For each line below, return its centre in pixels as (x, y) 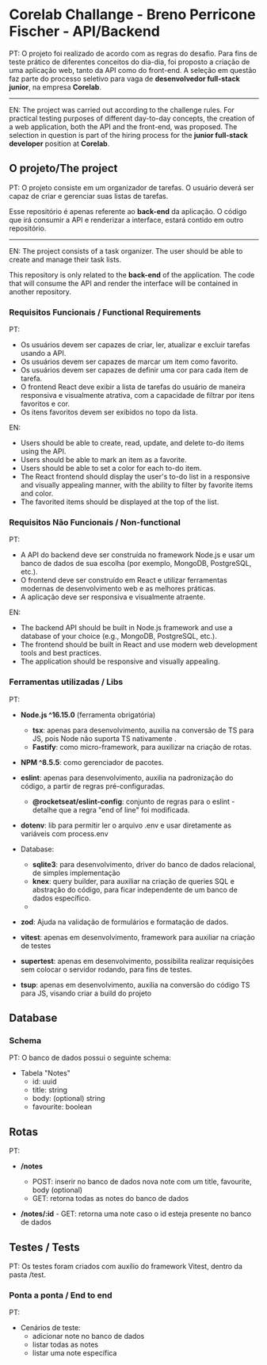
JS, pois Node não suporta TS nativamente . (104, 738)
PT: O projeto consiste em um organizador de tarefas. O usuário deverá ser (132, 187)
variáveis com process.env (65, 833)
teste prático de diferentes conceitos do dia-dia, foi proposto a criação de (130, 62)
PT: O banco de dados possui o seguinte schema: (90, 1058)
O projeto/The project (63, 168)
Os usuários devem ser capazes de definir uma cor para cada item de (134, 370)
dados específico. (61, 898)
